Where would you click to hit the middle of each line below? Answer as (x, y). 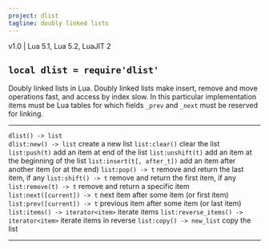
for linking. (26, 114)
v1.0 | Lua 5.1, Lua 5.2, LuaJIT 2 (60, 46)
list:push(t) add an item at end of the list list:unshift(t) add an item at (130, 152)
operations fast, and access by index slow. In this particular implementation (132, 97)
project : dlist (34, 16)
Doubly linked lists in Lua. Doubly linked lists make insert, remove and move (133, 88)
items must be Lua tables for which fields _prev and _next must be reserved (133, 106)
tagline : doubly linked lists (59, 23)
